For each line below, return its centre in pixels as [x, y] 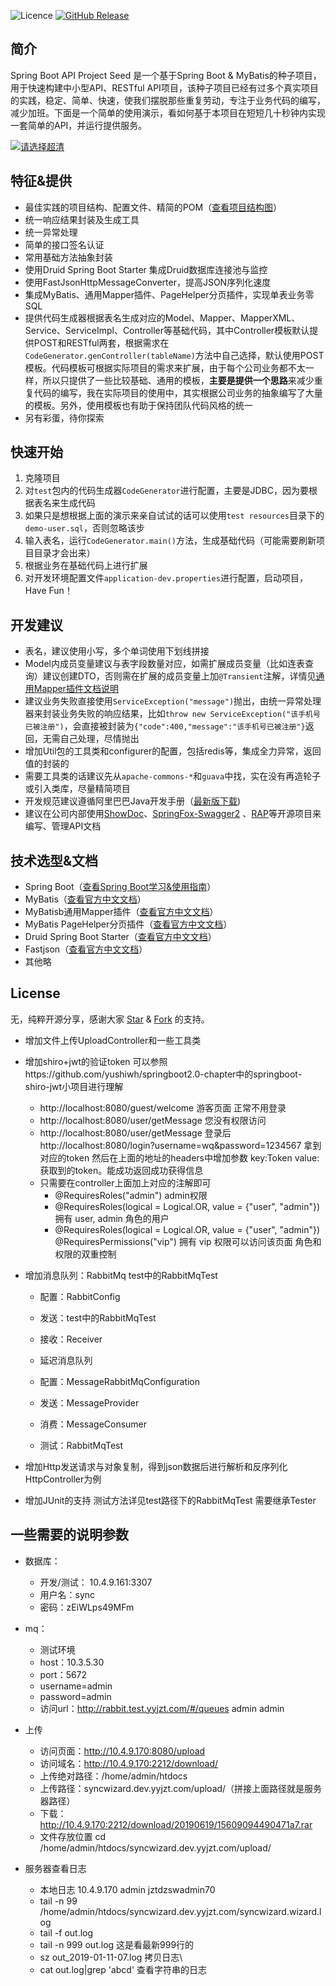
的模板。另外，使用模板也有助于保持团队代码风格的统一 [138, 405]
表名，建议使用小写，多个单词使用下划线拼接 [117, 651]
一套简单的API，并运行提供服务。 [79, 125]
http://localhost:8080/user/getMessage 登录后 [135, 1132]
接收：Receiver [71, 1339]
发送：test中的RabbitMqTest [98, 1317]
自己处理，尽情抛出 [99, 739]
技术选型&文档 [54, 860]
